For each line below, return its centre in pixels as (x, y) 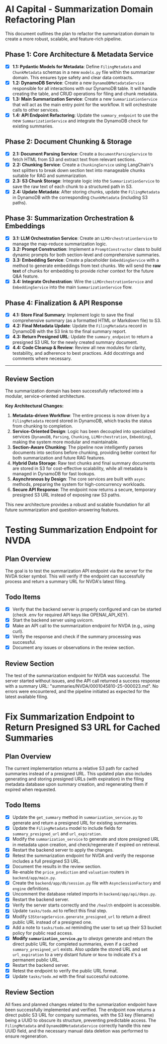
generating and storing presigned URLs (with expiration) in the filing (75, 779)
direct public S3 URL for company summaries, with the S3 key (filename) (80, 1015)
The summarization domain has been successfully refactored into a (74, 391)
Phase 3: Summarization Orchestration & (70, 219)
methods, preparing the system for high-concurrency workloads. (79, 484)
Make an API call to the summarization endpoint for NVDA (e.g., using (83, 625)
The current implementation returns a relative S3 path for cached (72, 768)
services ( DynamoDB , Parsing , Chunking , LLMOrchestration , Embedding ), (82, 437)
